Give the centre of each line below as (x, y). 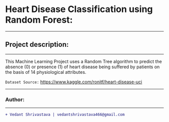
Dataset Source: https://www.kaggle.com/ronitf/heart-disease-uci (74, 82)
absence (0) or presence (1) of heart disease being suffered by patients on (82, 67)
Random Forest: (39, 20)
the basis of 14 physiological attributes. (46, 72)
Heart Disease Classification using (79, 9)
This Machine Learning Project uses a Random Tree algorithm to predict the (83, 61)
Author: (15, 99)
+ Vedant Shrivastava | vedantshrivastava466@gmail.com (65, 115)
